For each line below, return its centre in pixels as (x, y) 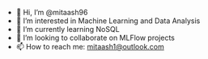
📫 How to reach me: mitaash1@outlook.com (90, 47)
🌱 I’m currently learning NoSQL (68, 29)
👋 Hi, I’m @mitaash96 (52, 12)
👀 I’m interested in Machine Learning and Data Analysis (108, 21)
